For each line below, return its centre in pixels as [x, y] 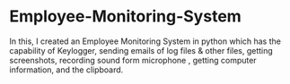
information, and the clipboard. [66, 70]
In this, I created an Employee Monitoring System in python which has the [145, 41]
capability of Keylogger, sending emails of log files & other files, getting [141, 50]
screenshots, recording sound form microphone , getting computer [133, 60]
